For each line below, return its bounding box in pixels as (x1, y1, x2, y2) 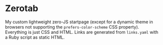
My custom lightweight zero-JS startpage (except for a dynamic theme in (5, 19, 153, 25)
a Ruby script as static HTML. (5, 34, 65, 40)
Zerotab (5, 3, 38, 14)
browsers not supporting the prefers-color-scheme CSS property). (5, 24, 139, 30)
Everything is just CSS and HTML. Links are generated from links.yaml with (5, 29, 159, 35)
